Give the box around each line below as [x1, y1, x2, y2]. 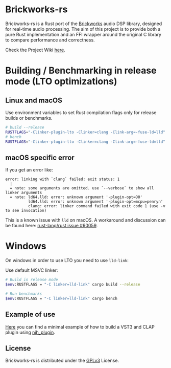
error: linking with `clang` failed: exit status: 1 [5, 177, 120, 182]
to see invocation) [5, 208, 47, 213]
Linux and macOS [5, 96, 62, 104]
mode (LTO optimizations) [5, 76, 117, 88]
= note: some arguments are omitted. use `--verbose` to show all [10, 186, 154, 191]
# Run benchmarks [5, 291, 42, 296]
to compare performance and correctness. [5, 37, 95, 43]
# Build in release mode [5, 277, 58, 283]
